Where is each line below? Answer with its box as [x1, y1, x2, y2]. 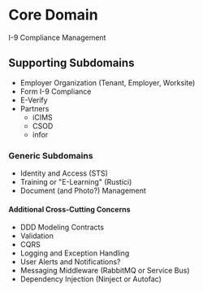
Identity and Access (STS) [19, 168, 108, 178]
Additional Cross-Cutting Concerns [8, 204, 132, 214]
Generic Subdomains [8, 150, 93, 161]
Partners [19, 103, 50, 113]
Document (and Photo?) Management [19, 185, 146, 196]
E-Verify [19, 95, 48, 105]
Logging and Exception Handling [19, 248, 130, 258]
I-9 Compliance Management [8, 33, 106, 42]
